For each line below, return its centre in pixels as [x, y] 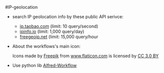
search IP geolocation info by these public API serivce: [68, 17]
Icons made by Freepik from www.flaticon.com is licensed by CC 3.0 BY [85, 56]
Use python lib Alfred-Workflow [44, 65]
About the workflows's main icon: [46, 46]
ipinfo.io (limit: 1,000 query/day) [52, 31]
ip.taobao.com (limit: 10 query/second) [59, 26]
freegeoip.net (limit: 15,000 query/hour [59, 37]
